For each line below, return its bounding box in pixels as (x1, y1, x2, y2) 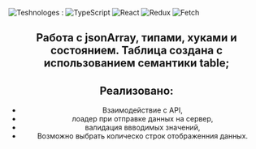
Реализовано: (99, 83, 174, 97)
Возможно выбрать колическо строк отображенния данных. (37, 131, 249, 141)
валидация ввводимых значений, (85, 122, 201, 133)
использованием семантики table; (43, 57, 230, 70)
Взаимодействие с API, (102, 105, 183, 115)
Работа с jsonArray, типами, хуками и (36, 31, 237, 45)
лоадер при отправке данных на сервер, (72, 114, 214, 124)
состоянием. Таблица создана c (50, 44, 223, 57)
